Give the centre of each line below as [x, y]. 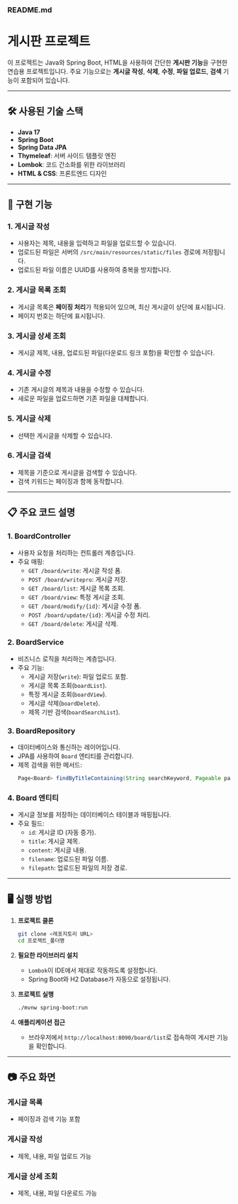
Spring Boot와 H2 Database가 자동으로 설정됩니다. [100, 979]
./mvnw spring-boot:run [53, 1007]
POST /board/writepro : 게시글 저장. [78, 579]
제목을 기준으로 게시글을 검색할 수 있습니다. [77, 472]
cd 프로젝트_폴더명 [41, 941]
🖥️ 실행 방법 [30, 899]
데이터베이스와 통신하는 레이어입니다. [69, 748]
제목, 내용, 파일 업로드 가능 [55, 1156]
